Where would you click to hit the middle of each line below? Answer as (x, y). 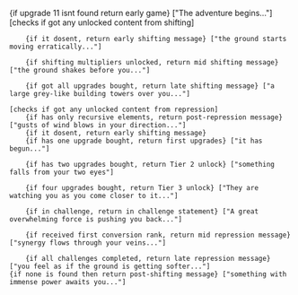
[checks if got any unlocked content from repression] (114, 109)
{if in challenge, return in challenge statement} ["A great (142, 212)
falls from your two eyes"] (62, 172)
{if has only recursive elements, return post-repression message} (154, 117)
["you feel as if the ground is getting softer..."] (110, 266)
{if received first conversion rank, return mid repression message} (158, 235)
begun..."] (30, 149)
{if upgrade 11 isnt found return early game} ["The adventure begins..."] (141, 13)
